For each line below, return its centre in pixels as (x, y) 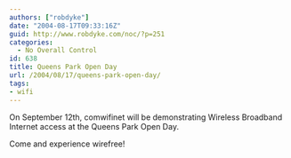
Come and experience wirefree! (67, 144)
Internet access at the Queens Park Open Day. (94, 126)
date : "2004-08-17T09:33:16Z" (65, 26)
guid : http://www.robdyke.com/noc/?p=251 (87, 34)
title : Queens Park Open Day (63, 67)
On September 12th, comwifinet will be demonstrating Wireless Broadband (146, 117)
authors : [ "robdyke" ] (49, 17)
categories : (31, 42)
